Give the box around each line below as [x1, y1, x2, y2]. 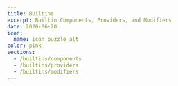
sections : [7, 49, 36, 56]
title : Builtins [7, 10, 54, 17]
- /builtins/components [13, 55, 82, 62]
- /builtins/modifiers [13, 68, 79, 75]
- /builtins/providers [13, 62, 79, 69]
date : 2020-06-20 [7, 23, 57, 30]
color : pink [7, 42, 42, 49]
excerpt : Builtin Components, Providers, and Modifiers [7, 17, 172, 24]
